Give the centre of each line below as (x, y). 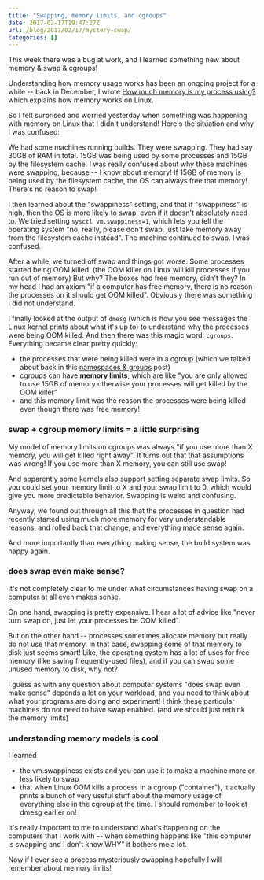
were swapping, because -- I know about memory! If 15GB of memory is (125, 172)
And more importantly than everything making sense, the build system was (129, 542)
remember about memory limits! (60, 868)
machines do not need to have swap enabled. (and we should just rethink (126, 709)
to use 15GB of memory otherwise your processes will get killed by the (134, 384)
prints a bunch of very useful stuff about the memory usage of (121, 796)
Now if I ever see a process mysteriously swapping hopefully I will (115, 860)
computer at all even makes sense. (64, 597)
